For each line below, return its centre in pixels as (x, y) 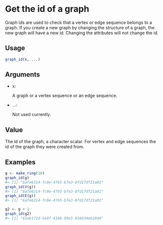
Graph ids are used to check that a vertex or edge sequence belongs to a (79, 22)
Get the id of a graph (47, 9)
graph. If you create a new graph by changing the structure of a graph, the (80, 27)
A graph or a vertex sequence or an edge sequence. (65, 95)
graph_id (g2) (18, 214)
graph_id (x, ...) (23, 59)
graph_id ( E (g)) (20, 196)
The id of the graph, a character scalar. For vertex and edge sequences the (81, 142)
